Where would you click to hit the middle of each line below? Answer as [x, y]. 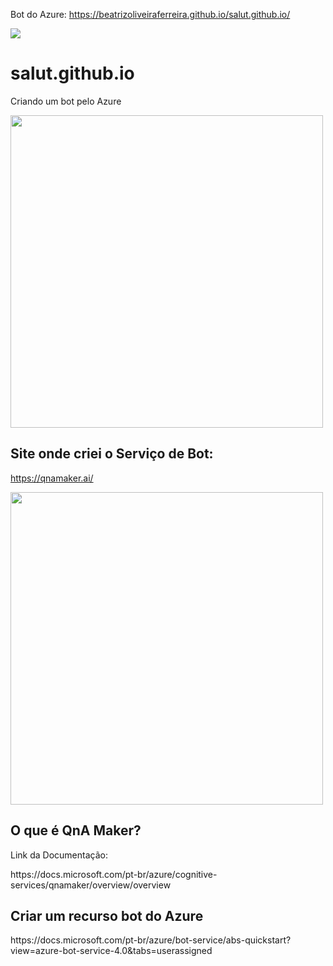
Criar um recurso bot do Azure [107, 915]
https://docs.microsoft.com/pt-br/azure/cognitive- [114, 874]
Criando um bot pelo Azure [66, 101]
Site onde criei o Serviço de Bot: [112, 454]
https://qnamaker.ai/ [52, 478]
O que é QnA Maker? [76, 830]
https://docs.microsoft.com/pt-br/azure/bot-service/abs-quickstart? [151, 940]
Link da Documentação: [59, 855]
